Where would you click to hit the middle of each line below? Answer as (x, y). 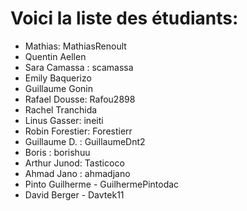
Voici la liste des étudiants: (124, 18)
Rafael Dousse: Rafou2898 (80, 99)
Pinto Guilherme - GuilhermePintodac (102, 184)
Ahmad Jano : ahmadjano (77, 173)
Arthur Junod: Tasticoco (74, 163)
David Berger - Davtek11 (74, 194)
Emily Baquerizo (58, 78)
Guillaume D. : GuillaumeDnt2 (85, 141)
